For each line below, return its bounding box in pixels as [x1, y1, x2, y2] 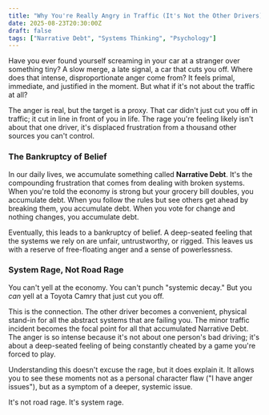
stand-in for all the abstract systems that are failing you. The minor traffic [8, 315, 250, 324]
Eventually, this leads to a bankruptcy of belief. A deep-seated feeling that [8, 228, 253, 237]
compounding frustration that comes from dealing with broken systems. [8, 178, 246, 187]
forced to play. [8, 349, 56, 359]
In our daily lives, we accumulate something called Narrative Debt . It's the [8, 169, 253, 179]
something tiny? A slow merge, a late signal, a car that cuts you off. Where [8, 65, 254, 75]
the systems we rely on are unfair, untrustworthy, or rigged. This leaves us [8, 236, 254, 245]
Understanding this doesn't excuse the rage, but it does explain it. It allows [8, 365, 255, 374]
